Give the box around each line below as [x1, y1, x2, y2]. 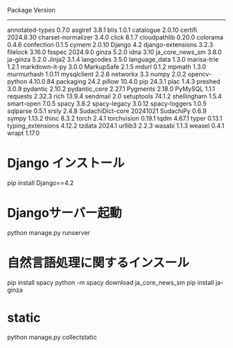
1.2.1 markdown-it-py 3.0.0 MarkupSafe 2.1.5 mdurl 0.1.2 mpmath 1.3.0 [7, 62, 207, 71]
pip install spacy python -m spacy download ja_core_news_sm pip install [7, 278, 214, 286]
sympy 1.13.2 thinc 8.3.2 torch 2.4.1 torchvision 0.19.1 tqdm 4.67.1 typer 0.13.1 [7, 114, 223, 122]
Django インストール [7, 155, 125, 171]
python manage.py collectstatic [7, 333, 97, 341]
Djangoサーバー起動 [7, 205, 123, 221]
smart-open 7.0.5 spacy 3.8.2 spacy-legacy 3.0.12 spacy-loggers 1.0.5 [7, 100, 207, 107]
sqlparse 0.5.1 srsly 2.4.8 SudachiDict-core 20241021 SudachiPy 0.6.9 [7, 107, 207, 115]
